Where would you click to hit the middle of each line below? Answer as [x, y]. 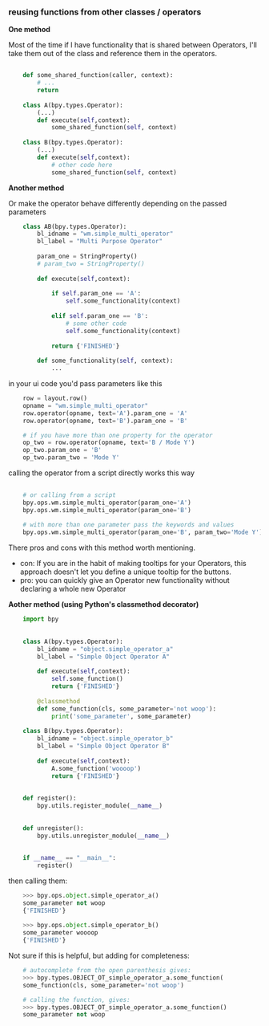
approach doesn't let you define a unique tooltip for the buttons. [126, 572]
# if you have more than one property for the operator [118, 435]
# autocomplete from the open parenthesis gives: [107, 971]
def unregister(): [53, 828]
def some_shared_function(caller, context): [98, 75]
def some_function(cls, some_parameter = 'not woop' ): [127, 709]
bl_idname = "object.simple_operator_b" [105, 739]
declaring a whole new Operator [73, 589]
